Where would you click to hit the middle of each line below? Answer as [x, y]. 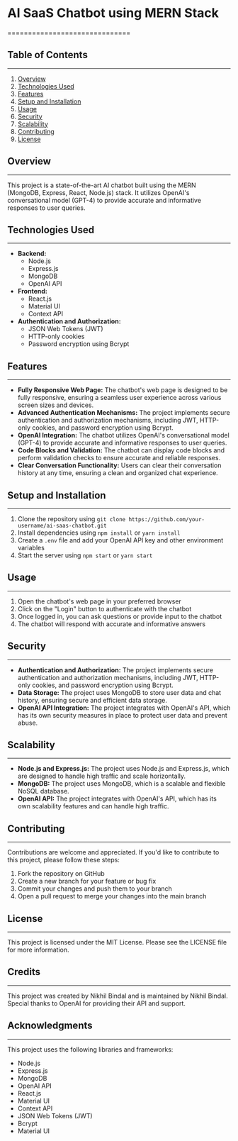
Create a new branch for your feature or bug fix [87, 881]
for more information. [38, 950]
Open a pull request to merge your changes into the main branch [112, 896]
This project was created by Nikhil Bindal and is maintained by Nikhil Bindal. [118, 996]
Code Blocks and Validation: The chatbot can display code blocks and [121, 450]
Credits [24, 972]
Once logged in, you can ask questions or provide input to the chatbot [120, 616]
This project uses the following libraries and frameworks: [90, 1049]
